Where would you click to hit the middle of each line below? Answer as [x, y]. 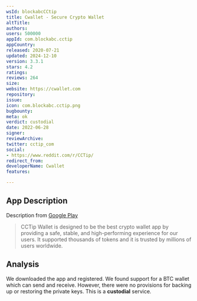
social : [16, 150]
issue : [14, 100]
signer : [16, 133]
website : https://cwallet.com [43, 89]
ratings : [17, 72]
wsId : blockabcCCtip [32, 12]
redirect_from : [25, 161]
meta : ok [17, 116]
